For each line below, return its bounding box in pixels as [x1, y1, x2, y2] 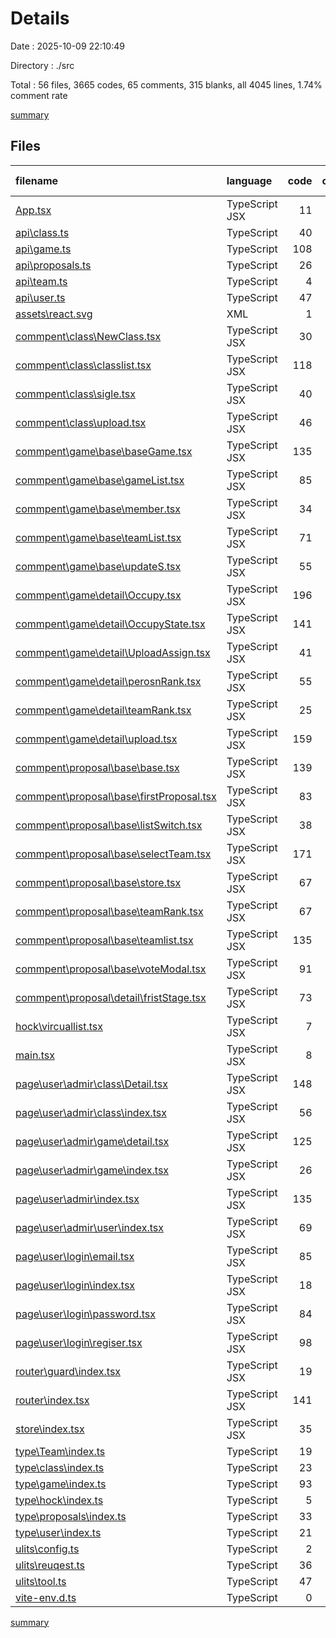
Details [10, 7, 70, 30]
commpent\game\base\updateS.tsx [15, 559, 182, 573]
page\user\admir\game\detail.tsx [15, 1134, 170, 1148]
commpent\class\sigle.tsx [15, 387, 137, 401]
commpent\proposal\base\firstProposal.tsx [15, 789, 217, 803]
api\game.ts [15, 242, 72, 256]
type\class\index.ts [15, 1460, 105, 1474]
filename [15, 173, 59, 187]
